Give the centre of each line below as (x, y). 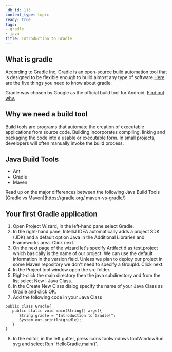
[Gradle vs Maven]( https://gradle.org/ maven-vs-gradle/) (65, 198)
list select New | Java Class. (43, 281)
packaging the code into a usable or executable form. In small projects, (80, 138)
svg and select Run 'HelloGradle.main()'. (55, 344)
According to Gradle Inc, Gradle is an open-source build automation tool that (86, 72)
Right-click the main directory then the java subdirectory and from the (87, 276)
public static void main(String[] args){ (57, 311)
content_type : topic (27, 15)
